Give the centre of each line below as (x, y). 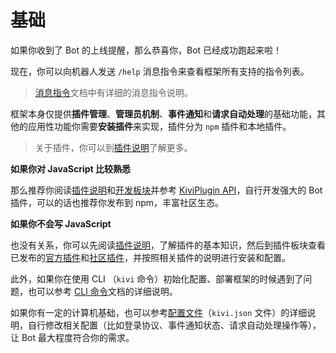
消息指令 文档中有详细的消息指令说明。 (113, 92)
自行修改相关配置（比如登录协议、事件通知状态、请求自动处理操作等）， (174, 325)
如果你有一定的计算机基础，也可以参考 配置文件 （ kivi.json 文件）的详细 (159, 312)
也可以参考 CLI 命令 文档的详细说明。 (102, 291)
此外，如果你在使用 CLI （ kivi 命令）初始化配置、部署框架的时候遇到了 (157, 278)
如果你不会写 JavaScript (61, 223)
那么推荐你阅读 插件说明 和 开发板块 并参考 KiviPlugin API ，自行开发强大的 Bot (166, 190)
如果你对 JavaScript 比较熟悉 (71, 168)
